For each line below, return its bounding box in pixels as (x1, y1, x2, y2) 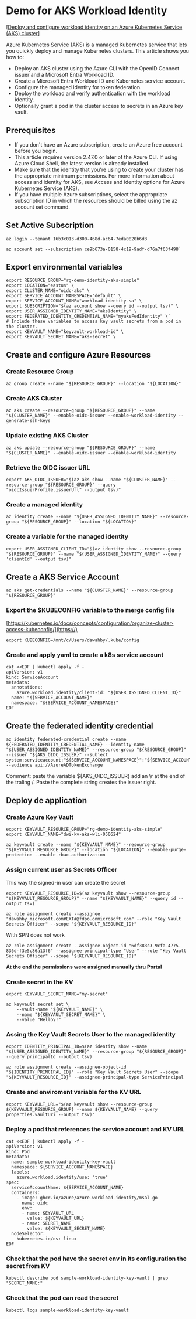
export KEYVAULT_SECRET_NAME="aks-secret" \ (6, 334, 116, 340)
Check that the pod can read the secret (6, 1294, 119, 1302)
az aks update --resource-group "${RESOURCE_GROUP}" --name (6, 444, 156, 451)
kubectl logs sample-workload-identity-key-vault (6, 1307, 129, 1313)
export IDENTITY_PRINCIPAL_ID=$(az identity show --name (6, 1043, 148, 1050)
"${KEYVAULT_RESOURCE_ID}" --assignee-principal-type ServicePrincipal (6, 1075, 184, 1080)
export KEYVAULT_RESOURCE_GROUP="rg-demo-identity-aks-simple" (6, 827, 163, 832)
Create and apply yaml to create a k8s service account (6, 651, 164, 659)
